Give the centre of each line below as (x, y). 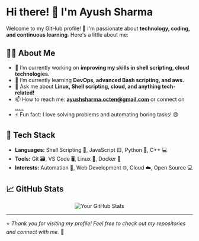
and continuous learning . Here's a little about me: (67, 34)
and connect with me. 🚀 (35, 232)
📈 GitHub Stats (35, 189)
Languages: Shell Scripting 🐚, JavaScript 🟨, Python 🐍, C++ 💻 (91, 149)
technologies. (32, 74)
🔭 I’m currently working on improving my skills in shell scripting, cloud (102, 67)
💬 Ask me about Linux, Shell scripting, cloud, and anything (88, 86)
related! (25, 92)
